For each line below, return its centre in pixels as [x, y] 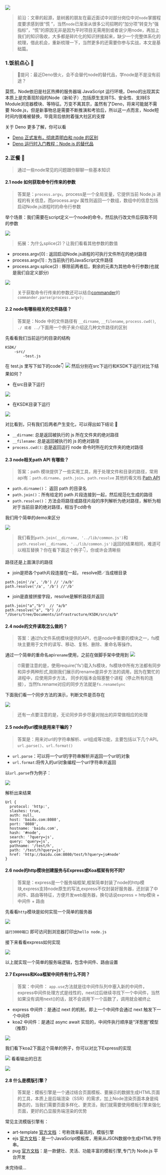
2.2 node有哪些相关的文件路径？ [38, 309]
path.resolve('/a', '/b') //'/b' [40, 587]
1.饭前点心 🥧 [20, 63]
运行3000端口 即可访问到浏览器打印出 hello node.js [56, 931]
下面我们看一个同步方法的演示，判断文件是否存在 [55, 695]
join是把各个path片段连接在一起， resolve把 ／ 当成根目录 [70, 573]
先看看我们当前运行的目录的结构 [38, 338]
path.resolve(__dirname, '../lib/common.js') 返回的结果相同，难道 [87, 544]
